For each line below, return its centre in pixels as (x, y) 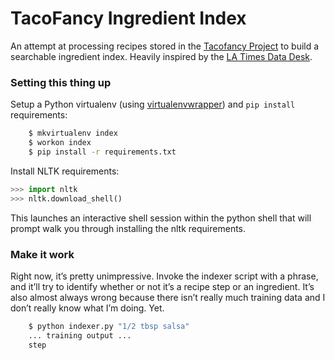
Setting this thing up (61, 82)
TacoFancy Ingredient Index (128, 18)
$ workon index (60, 143)
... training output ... (80, 335)
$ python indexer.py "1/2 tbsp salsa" (109, 326)
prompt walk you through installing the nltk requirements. (128, 228)
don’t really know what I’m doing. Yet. (87, 308)
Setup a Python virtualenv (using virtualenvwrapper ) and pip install (153, 104)
